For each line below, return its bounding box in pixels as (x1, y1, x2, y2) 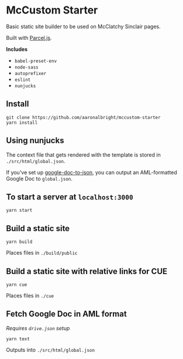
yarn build (6, 239, 33, 245)
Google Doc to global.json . (6, 175, 73, 182)
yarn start (6, 208, 33, 214)
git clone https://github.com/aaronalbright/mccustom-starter (6, 114, 161, 120)
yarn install (6, 120, 38, 126)
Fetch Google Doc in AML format (6, 309, 127, 319)
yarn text (6, 336, 30, 342)
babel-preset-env (14, 58, 57, 64)
